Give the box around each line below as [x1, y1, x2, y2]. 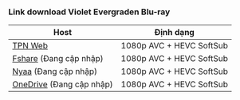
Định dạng [154, 27, 195, 38]
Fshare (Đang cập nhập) [12, 53, 104, 64]
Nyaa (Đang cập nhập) [12, 66, 98, 77]
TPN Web [12, 40, 48, 52]
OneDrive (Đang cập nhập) [12, 79, 113, 90]
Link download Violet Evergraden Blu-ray [8, 6, 171, 17]
